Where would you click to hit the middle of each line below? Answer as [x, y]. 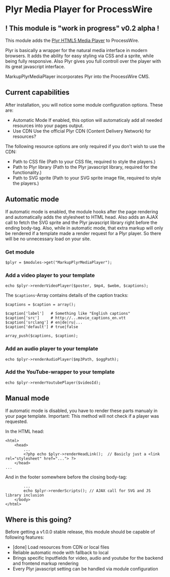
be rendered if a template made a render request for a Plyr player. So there [83, 233]
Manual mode [27, 398]
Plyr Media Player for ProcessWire [79, 9]
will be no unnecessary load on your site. [48, 239]
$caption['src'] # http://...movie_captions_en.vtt [65, 318]
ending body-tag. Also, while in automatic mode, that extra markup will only [84, 228]
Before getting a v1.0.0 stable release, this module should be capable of [80, 532]
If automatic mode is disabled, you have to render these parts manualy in [81, 410]
